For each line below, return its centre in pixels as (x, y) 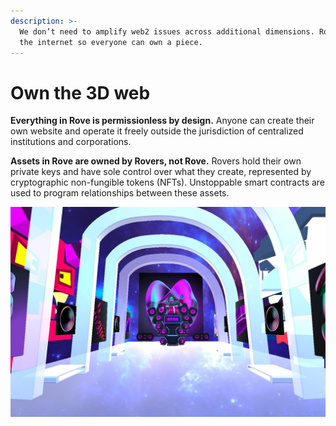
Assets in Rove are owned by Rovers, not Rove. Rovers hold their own (156, 161)
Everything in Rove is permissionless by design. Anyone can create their (162, 121)
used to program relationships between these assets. (120, 193)
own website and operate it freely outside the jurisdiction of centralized (157, 131)
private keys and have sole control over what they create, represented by (161, 172)
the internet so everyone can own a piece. (111, 42)
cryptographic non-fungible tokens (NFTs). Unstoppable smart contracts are (168, 182)
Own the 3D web (80, 92)
